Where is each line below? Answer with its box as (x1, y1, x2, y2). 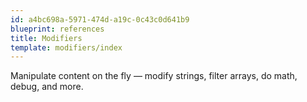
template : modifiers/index (10, 42, 123, 53)
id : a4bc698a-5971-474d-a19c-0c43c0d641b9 (10, 14, 190, 25)
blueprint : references (10, 24, 105, 34)
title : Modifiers (10, 33, 83, 43)
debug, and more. (10, 81, 84, 93)
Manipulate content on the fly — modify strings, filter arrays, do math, (10, 70, 298, 82)
